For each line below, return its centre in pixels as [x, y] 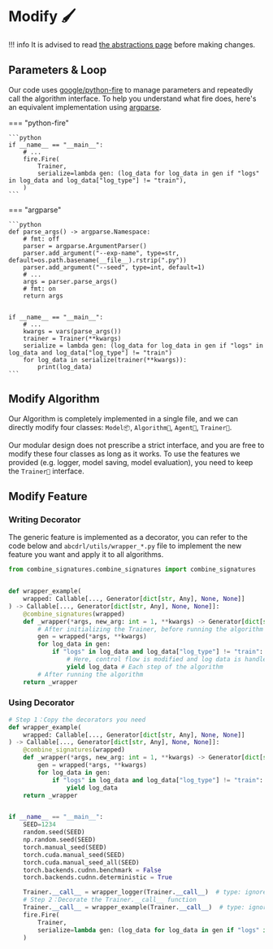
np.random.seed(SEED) [59, 840]
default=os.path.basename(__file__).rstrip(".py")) [97, 260]
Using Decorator [41, 703]
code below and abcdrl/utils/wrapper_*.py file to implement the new [125, 546]
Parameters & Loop [58, 70]
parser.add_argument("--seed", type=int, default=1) [114, 267]
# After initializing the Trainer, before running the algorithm [151, 629]
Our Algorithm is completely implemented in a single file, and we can [123, 418]
